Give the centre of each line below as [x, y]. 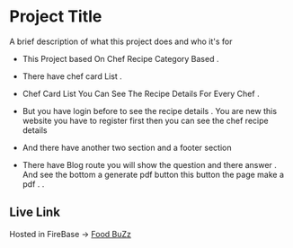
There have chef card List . [72, 76]
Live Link [35, 213]
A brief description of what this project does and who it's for [121, 41]
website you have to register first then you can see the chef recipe [145, 120]
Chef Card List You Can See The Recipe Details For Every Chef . [141, 93]
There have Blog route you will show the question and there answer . [149, 164]
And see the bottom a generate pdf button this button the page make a [153, 174]
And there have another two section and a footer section [127, 147]
